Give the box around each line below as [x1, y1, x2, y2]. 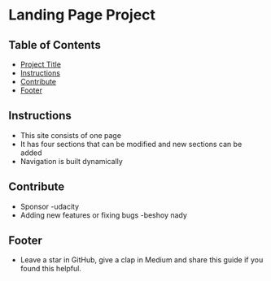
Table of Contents [8, 38, 102, 52]
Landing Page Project [8, 6, 156, 24]
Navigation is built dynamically [20, 156, 124, 166]
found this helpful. [20, 264, 81, 274]
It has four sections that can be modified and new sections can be [20, 139, 243, 149]
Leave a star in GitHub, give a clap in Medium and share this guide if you [20, 255, 264, 265]
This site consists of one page [20, 130, 122, 140]
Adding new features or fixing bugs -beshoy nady [20, 210, 187, 220]
